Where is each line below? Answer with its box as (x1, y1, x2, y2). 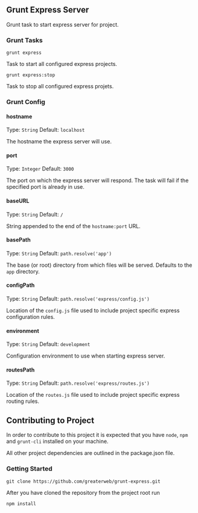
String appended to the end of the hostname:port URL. (6, 222, 141, 229)
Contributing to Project (6, 415, 95, 425)
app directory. (6, 267, 40, 275)
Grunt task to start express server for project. (6, 21, 119, 28)
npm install (6, 500, 36, 507)
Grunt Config (6, 98, 45, 106)
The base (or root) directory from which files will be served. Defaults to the (6, 261, 193, 269)
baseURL (6, 197, 30, 204)
